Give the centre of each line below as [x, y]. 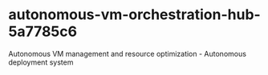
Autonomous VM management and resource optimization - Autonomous [128, 53]
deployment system [41, 62]
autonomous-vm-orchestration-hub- [134, 15]
